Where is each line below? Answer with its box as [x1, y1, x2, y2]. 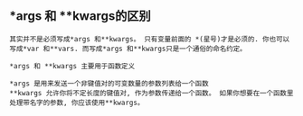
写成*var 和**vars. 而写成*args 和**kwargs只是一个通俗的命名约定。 [9, 44, 247, 53]
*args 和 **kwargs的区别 [9, 8, 151, 24]
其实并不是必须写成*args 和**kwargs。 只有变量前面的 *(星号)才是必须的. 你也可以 [9, 34, 290, 43]
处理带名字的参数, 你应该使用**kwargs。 [9, 98, 145, 107]
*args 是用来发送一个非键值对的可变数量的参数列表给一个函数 [9, 79, 210, 88]
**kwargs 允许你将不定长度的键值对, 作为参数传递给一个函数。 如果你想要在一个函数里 [9, 88, 294, 97]
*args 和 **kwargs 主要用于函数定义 [9, 61, 136, 70]
